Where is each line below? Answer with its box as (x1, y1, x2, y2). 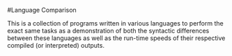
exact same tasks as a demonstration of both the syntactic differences (7, 27, 210, 35)
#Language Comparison (7, 6, 77, 14)
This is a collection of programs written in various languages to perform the (7, 19, 224, 27)
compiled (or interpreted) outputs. (7, 41, 105, 49)
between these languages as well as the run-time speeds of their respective (7, 34, 226, 42)
